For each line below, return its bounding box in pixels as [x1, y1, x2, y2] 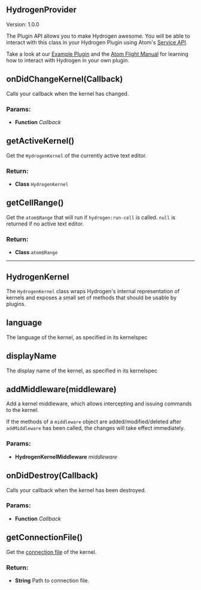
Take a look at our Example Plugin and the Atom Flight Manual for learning [6, 50, 188, 58]
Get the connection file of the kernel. [6, 548, 97, 555]
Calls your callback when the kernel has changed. [6, 90, 129, 97]
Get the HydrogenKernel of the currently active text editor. [6, 152, 147, 159]
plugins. [6, 300, 26, 308]
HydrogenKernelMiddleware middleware [14, 453, 118, 460]
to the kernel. [6, 407, 39, 414]
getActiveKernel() [6, 136, 75, 146]
